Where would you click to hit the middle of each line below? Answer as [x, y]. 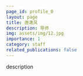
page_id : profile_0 [30, 11]
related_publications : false [41, 50]
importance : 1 [23, 39]
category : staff [26, 45]
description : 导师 [27, 28]
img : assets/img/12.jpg [35, 34]
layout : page [22, 17]
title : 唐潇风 [22, 22]
